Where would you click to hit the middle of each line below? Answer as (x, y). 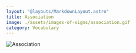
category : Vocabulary (33, 28)
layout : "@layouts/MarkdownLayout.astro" (58, 11)
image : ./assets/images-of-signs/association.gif (68, 22)
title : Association (30, 17)
